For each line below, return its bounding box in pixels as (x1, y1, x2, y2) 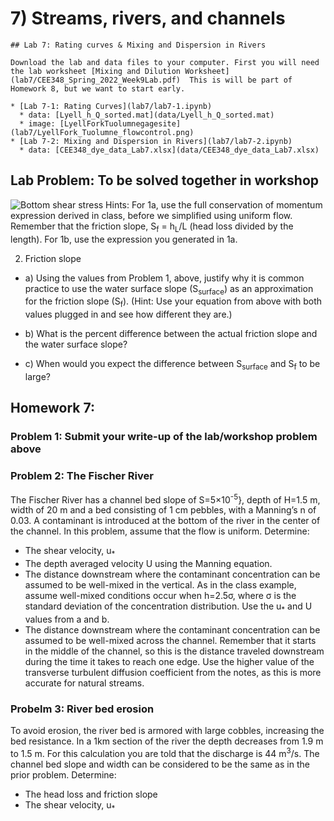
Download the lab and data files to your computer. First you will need (10, 57, 320, 67)
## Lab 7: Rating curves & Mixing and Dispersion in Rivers (10, 40, 267, 50)
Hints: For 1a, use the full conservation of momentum (105, 198, 323, 211)
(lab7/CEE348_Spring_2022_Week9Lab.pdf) (10, 75, 182, 85)
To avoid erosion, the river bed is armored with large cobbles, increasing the (10, 725, 325, 737)
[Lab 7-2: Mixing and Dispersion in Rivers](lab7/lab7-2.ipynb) (19, 136, 293, 146)
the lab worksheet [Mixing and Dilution (10, 66, 182, 76)
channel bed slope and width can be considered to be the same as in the (10, 758, 310, 770)
